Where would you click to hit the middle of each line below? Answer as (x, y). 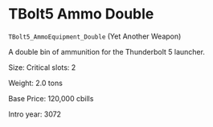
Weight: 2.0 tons (35, 83)
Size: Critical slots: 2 (42, 67)
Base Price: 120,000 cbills (51, 98)
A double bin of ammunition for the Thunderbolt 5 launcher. (106, 51)
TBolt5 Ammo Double (81, 14)
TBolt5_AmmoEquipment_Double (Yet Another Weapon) (95, 36)
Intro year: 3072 (35, 114)
